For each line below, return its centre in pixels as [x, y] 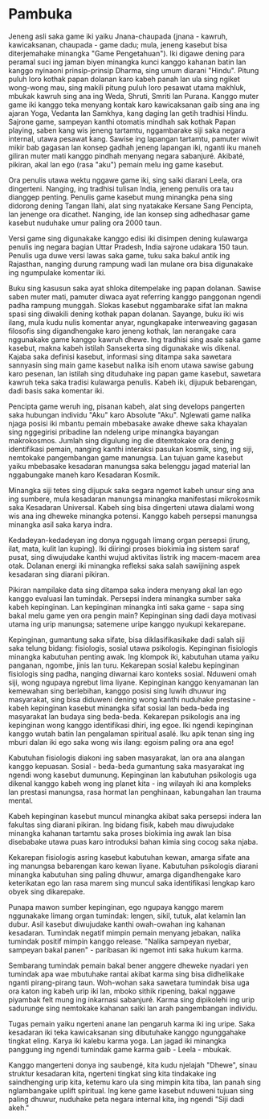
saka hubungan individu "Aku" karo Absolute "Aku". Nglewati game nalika [130, 414]
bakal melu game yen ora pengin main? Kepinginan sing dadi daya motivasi [132, 615]
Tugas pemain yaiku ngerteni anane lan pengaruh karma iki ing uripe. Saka [132, 1023]
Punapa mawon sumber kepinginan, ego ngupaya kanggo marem [116, 907]
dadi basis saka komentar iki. [56, 390]
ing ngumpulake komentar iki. [57, 272]
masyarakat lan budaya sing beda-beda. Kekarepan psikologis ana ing [124, 716]
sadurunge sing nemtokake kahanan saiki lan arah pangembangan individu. [133, 1008]
